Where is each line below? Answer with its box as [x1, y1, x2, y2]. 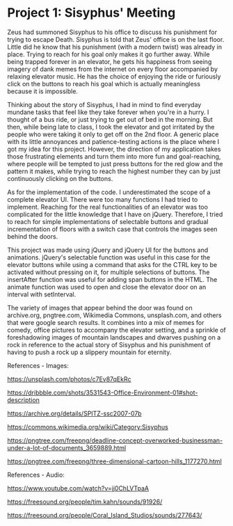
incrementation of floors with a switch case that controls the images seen [7, 225, 218, 233]
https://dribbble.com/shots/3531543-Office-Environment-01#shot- [7, 388, 198, 397]
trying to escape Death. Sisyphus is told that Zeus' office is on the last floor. [7, 35, 225, 43]
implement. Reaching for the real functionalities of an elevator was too [7, 202, 209, 211]
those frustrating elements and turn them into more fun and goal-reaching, [7, 152, 221, 161]
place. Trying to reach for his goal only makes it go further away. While [7, 50, 210, 58]
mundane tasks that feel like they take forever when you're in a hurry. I [7, 108, 209, 116]
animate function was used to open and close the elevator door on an [7, 282, 207, 291]
